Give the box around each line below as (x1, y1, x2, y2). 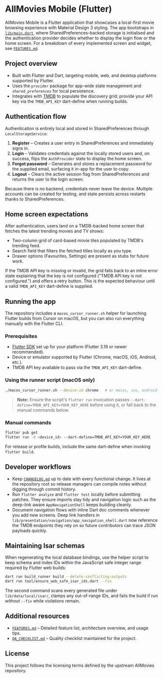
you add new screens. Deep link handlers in (12, 512, 100, 518)
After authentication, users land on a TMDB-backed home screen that (5, 223, 145, 229)
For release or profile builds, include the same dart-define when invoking (5, 443, 151, 449)
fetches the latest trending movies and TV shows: (5, 228, 104, 234)
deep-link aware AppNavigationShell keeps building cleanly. (12, 502, 132, 508)
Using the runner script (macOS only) (5, 377, 95, 383)
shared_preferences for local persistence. (12, 88, 95, 94)
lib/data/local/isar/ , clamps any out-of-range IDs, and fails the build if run (5, 593, 158, 599)
